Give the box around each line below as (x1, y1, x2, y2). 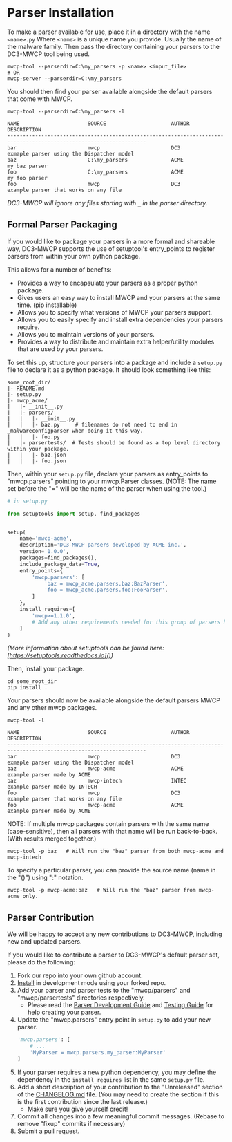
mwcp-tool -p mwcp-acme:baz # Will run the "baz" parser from (7, 887, 196, 894)
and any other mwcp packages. (7, 704, 97, 712)
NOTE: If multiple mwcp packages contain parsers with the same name (7, 820, 209, 828)
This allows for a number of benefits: (7, 265, 112, 274)
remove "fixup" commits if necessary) (17, 1119, 126, 1127)
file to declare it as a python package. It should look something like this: (7, 365, 211, 374)
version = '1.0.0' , (19, 548, 70, 555)
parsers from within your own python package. (7, 252, 141, 260)
